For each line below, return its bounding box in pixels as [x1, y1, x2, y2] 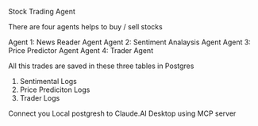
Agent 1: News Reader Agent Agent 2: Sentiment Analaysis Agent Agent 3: [8, 37, 252, 47]
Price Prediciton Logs [19, 85, 90, 94]
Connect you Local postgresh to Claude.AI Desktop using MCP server [8, 109, 237, 118]
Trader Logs [19, 94, 60, 102]
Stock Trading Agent [8, 7, 75, 16]
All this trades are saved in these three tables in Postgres [8, 61, 194, 71]
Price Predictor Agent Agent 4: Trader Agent [8, 46, 153, 55]
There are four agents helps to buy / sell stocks [8, 22, 163, 31]
